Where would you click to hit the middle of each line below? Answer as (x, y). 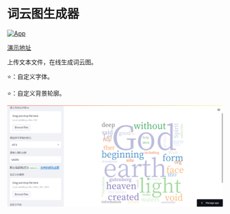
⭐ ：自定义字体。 (30, 77)
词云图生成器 (43, 14)
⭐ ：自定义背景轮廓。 (36, 93)
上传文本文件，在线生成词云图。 (52, 62)
